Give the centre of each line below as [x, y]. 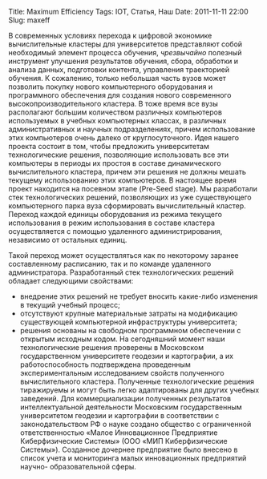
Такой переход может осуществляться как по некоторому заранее [123, 255]
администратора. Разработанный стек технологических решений [121, 272]
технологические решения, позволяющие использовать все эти [119, 155]
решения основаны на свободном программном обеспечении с [130, 330]
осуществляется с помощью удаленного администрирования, [115, 231]
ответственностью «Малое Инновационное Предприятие [119, 433]
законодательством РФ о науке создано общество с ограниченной [136, 424]
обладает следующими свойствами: [71, 281]
